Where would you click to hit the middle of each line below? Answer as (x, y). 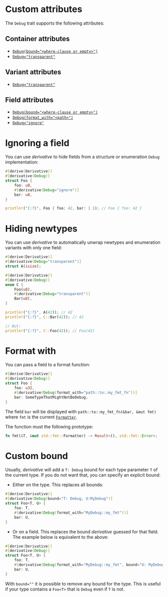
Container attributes (37, 39)
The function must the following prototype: (49, 426)
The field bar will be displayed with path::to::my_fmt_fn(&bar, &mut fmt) (81, 411)
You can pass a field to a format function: (48, 365)
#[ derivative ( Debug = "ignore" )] (47, 190)
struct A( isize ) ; (23, 266)
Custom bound (37, 456)
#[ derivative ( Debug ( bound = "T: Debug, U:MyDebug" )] (59, 499)
